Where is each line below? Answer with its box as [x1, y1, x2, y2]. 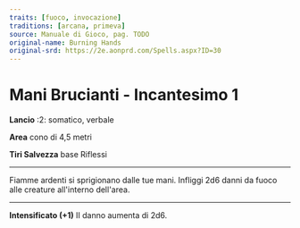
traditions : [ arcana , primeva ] [9, 21, 126, 30]
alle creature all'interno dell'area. [9, 184, 130, 195]
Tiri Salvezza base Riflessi [9, 149, 107, 160]
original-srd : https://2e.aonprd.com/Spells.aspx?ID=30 [9, 46, 221, 55]
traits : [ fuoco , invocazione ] [9, 13, 122, 22]
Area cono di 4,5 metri [9, 131, 92, 143]
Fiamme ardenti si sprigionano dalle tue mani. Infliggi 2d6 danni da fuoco [9, 175, 278, 186]
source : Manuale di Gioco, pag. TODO [9, 30, 150, 38]
